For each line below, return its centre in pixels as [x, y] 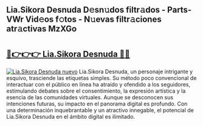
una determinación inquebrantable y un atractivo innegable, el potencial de [100, 110]
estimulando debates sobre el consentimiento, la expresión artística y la [96, 91]
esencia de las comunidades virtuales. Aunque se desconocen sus [90, 97]
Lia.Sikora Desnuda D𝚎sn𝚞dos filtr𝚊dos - [86, 10]
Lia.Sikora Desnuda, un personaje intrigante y [136, 71]
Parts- [179, 10]
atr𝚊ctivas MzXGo [42, 29]
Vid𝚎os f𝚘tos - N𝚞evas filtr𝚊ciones [94, 20]
